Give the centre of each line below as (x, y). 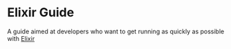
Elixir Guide (41, 13)
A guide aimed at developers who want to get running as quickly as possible (116, 31)
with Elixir (21, 38)
